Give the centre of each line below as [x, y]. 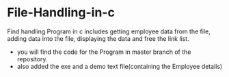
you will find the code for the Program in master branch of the [104, 52]
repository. [32, 59]
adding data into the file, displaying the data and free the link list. [98, 38]
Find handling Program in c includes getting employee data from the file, [109, 31]
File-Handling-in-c [61, 13]
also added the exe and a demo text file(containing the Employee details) [120, 66]
